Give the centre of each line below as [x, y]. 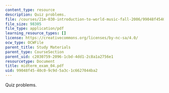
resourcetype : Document [30, 61]
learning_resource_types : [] [36, 33]
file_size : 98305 [23, 24]
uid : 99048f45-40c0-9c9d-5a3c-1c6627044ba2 [52, 71]
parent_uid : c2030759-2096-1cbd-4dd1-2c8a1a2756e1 [59, 57]
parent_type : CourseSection [35, 52]
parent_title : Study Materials [38, 47]
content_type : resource [30, 10]
